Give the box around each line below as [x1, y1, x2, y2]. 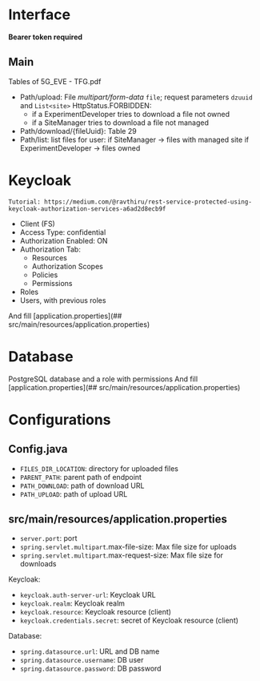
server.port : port [19, 534, 78, 543]
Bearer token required [8, 32, 82, 42]
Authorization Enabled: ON [19, 236, 108, 245]
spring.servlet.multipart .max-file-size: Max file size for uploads [19, 542, 238, 552]
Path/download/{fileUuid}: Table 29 [19, 126, 138, 135]
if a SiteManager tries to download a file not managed [31, 118, 210, 127]
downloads [19, 559, 57, 569]
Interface [8, 6, 70, 24]
